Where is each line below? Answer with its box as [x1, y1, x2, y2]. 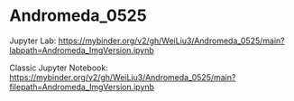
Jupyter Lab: [9, 35, 57, 46]
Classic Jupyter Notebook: [9, 62, 108, 73]
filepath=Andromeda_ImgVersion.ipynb [9, 81, 155, 92]
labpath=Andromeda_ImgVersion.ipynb [9, 44, 155, 55]
